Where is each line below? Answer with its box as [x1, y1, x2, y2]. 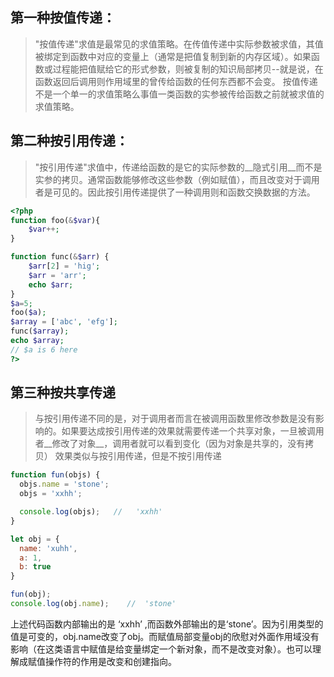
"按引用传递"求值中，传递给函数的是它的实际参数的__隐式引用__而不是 [34, 161, 323, 173]
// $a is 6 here [10, 344, 78, 355]
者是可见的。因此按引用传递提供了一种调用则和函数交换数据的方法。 [34, 186, 316, 198]
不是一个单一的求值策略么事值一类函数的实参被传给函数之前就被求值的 [34, 88, 325, 100]
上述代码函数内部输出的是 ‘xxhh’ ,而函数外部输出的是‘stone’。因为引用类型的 [10, 618, 324, 630]
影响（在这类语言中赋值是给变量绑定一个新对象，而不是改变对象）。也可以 [10, 643, 313, 655]
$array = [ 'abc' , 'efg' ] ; [10, 317, 118, 327]
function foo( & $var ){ [10, 215, 101, 225]
